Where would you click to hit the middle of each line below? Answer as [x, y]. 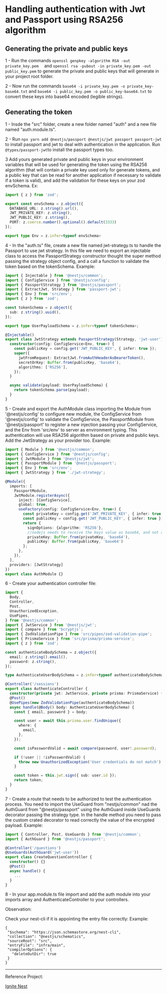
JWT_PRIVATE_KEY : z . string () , [41, 213]
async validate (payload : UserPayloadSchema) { [59, 385]
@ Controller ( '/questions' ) [33, 848]
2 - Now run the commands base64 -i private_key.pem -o [65, 86]
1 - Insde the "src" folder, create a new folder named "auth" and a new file [81, 124]
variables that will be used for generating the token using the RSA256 [76, 165]
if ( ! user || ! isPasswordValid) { [50, 757]
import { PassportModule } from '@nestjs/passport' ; [61, 463]
